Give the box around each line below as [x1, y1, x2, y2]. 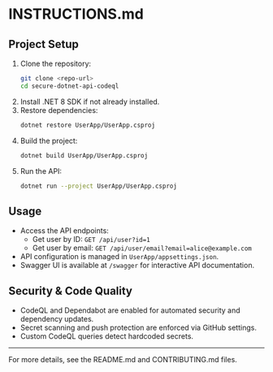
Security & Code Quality [8, 283, 132, 297]
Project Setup [8, 37, 80, 51]
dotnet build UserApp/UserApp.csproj [19, 151, 149, 159]
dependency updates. [19, 314, 94, 323]
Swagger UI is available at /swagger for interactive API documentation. [19, 261, 254, 270]
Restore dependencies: [19, 105, 98, 115]
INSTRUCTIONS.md [8, 5, 144, 24]
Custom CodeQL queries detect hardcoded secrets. [19, 331, 193, 341]
